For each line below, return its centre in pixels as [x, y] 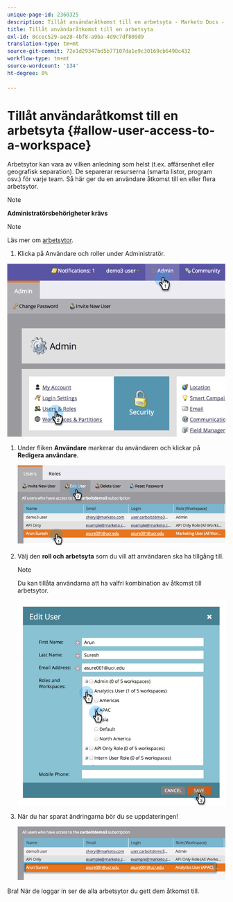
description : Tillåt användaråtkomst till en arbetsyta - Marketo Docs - [116, 22]
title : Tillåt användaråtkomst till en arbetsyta [80, 29]
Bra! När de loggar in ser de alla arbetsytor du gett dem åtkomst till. [103, 891]
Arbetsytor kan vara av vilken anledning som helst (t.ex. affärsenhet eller [111, 164]
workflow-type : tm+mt [38, 59]
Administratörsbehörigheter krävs [58, 213]
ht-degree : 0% [28, 73]
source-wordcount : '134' [43, 66]
